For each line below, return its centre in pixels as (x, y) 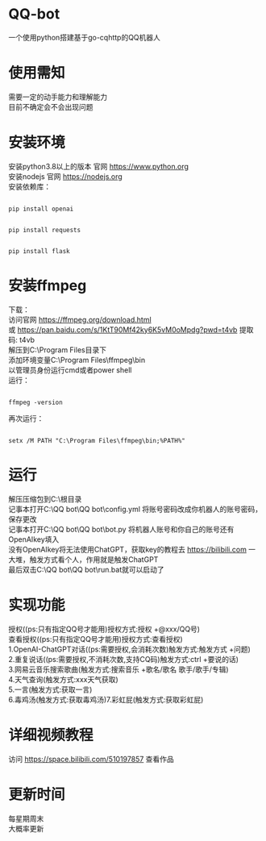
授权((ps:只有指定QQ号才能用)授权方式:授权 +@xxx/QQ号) (104, 629)
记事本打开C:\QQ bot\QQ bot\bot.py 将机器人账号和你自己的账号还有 (121, 529)
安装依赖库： (29, 186)
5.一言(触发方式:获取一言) (50, 689)
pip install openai (41, 209)
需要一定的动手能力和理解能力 (58, 97)
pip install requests (45, 230)
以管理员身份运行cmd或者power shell (70, 370)
